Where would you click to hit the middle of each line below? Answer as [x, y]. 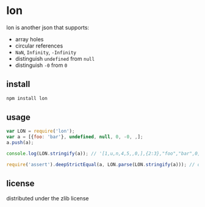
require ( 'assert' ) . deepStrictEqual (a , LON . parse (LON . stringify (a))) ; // [101, 164]
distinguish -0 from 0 [41, 65]
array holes [29, 39]
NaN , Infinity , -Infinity [45, 52]
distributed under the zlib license [48, 198]
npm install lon [27, 98]
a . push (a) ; [20, 143]
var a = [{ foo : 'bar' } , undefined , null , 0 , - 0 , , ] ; [75, 137]
